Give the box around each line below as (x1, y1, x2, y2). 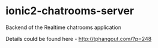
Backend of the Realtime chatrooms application (5, 24, 122, 31)
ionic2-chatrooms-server (5, 4, 134, 18)
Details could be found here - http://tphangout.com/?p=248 (5, 35, 152, 42)
